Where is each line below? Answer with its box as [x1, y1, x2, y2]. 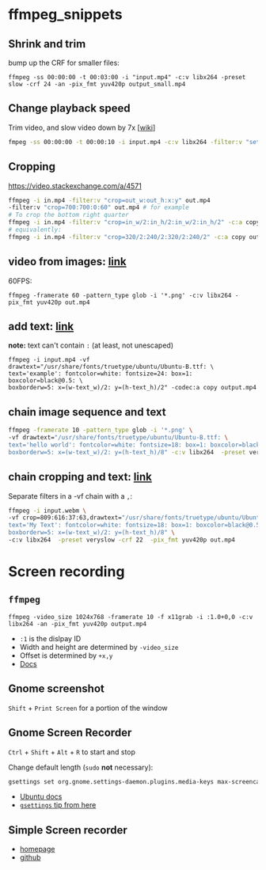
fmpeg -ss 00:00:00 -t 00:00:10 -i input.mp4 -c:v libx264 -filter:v [8, 138, 243, 146]
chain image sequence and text [8, 405, 166, 419]
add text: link [8, 319, 74, 333]
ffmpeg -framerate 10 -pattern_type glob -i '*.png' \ [8, 426, 193, 435]
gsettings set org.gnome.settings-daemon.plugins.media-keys [8, 777, 215, 785]
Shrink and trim [8, 37, 86, 51]
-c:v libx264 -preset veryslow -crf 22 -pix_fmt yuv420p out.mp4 [8, 536, 236, 544]
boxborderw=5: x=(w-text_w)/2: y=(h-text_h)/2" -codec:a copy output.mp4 [8, 384, 257, 392]
